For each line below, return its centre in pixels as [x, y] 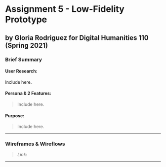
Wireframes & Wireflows [35, 144]
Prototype [26, 19]
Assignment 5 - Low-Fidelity [65, 9]
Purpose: [15, 116]
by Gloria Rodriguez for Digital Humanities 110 [77, 38]
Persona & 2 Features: [28, 93]
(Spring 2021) [27, 45]
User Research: [21, 71]
